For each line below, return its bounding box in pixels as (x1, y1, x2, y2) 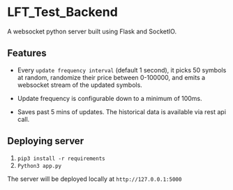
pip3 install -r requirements (17, 155, 106, 162)
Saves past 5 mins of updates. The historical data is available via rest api (17, 107, 227, 116)
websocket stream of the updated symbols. (17, 81, 143, 89)
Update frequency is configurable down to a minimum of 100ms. (17, 94, 202, 102)
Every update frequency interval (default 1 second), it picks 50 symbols (17, 65, 227, 74)
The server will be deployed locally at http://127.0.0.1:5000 (7, 175, 182, 183)
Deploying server (7, 135, 84, 147)
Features (7, 47, 47, 59)
